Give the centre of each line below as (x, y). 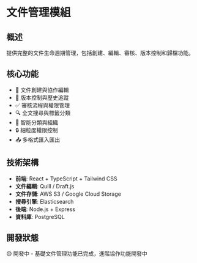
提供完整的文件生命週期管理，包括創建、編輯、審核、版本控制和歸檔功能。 (100, 53)
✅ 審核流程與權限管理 (43, 105)
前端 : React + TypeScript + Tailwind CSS (66, 179)
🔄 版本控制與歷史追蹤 (42, 97)
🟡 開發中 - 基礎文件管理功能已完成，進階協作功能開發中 (77, 254)
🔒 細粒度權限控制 (36, 130)
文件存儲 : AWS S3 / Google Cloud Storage (68, 194)
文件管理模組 (39, 13)
